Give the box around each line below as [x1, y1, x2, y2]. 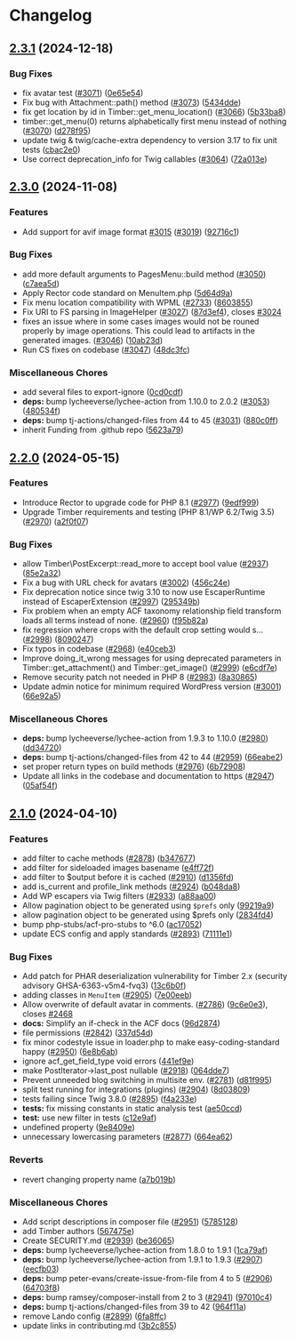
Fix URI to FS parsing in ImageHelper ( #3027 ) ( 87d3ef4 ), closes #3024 [21, 306, 282, 317]
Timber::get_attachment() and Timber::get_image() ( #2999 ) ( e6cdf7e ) [21, 662, 278, 673]
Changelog [9, 5, 92, 26]
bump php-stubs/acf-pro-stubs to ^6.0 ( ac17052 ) [21, 919, 203, 930]
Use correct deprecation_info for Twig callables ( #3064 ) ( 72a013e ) [21, 153, 268, 164]
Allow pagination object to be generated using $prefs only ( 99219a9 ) [21, 900, 275, 911]
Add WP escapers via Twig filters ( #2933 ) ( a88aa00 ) [21, 891, 217, 902]
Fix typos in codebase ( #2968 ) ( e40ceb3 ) [21, 644, 176, 654]
